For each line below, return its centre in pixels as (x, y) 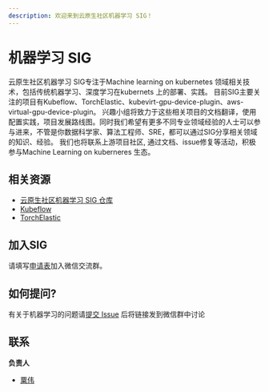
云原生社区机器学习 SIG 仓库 (66, 200)
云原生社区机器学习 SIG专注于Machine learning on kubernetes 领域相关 (126, 82)
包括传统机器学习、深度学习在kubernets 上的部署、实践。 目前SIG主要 (138, 91)
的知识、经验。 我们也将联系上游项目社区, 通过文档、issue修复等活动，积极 (132, 142)
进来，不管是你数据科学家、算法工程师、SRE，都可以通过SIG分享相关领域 (136, 131)
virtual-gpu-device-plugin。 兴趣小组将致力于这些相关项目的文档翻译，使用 (132, 111)
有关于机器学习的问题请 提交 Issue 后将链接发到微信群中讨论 (107, 314)
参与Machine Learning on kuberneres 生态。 (82, 152)
